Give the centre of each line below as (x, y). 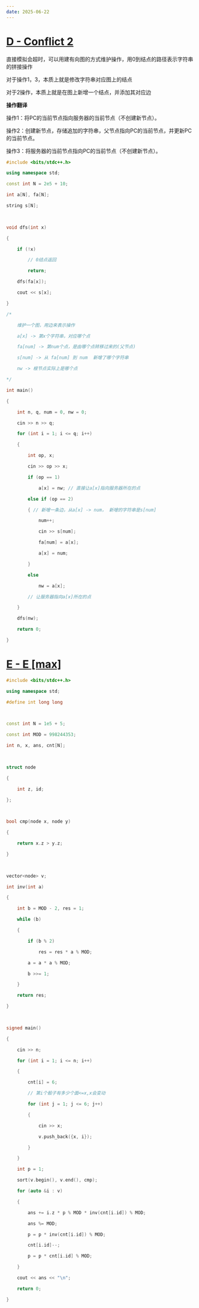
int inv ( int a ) (25, 887)
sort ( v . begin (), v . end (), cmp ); (57, 1180)
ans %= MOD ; (43, 1223)
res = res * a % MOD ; (65, 952)
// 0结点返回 (42, 260)
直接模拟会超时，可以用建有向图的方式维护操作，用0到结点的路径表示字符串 (100, 59)
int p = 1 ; (31, 1169)
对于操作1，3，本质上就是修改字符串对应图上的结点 (70, 79)
